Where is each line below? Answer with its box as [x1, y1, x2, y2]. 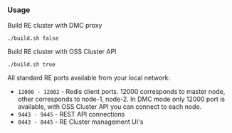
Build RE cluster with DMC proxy [7, 21, 102, 30]
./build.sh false [7, 35, 59, 42]
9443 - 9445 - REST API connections [17, 110, 125, 119]
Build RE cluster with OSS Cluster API [7, 48, 117, 56]
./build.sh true [7, 61, 56, 68]
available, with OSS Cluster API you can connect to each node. [17, 102, 202, 111]
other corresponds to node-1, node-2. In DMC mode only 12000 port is [17, 95, 226, 104]
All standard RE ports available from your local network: [7, 73, 171, 83]
